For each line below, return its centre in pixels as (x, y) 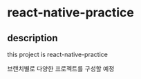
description (32, 38)
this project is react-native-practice (58, 54)
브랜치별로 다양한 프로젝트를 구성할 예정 (61, 69)
